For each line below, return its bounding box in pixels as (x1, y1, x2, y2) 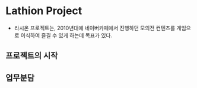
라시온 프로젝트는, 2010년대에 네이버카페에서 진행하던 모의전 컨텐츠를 (14, 24, 176, 31)
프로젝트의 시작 (5, 51, 58, 61)
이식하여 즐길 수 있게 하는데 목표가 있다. (20, 31, 113, 39)
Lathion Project (5, 4, 82, 18)
